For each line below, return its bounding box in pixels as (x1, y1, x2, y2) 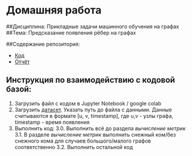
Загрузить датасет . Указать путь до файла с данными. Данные (14, 106, 172, 113)
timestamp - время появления (14, 118, 90, 126)
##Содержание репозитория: (6, 40, 80, 48)
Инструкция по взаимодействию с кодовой (6, 75, 175, 85)
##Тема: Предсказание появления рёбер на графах (6, 29, 136, 36)
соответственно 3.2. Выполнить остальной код (14, 143, 133, 150)
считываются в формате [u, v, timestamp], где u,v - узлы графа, (14, 112, 174, 119)
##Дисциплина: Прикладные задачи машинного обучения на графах (6, 23, 179, 30)
